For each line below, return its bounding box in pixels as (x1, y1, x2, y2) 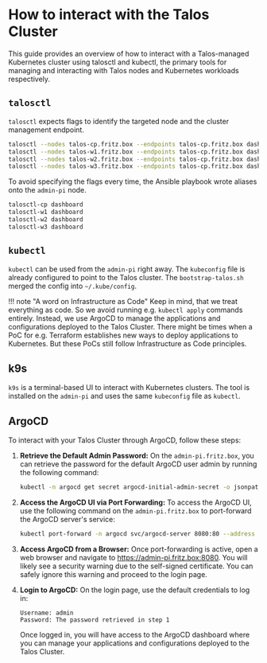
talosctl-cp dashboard (8, 201, 83, 209)
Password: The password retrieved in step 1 (19, 615, 170, 624)
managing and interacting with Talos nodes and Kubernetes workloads (8, 65, 240, 75)
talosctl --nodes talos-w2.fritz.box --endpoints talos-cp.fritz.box (8, 155, 244, 163)
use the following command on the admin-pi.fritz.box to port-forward (19, 506, 252, 516)
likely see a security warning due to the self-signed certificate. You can (19, 561, 253, 571)
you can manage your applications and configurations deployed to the (19, 638, 250, 648)
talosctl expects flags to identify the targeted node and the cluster (8, 116, 229, 126)
